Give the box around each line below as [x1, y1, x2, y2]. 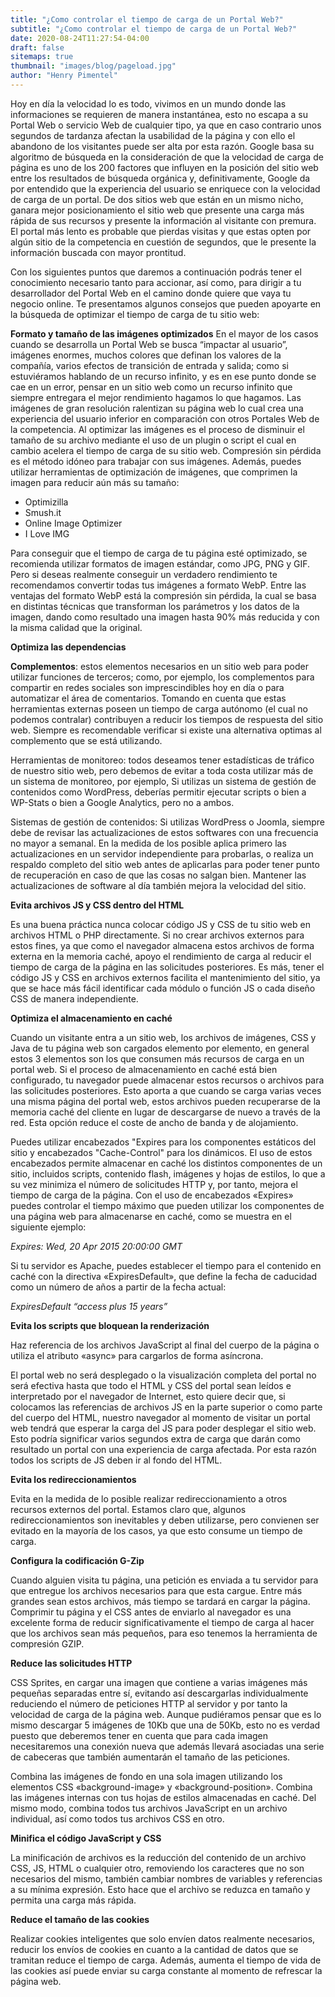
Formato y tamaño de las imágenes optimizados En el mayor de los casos [10, 327, 319, 340]
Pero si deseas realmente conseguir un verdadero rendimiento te [10, 568, 278, 580]
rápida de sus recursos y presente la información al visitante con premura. [10, 214, 317, 226]
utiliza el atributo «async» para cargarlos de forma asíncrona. [10, 1349, 264, 1361]
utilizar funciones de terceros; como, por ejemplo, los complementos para [10, 671, 315, 683]
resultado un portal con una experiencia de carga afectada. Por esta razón [10, 1443, 317, 1455]
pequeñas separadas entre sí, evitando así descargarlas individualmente [10, 1687, 309, 1699]
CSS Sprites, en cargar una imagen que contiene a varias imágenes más [10, 1676, 308, 1688]
